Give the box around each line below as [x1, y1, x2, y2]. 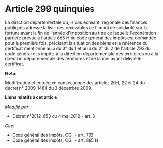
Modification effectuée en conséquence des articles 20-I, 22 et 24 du [5, 79, 145, 86]
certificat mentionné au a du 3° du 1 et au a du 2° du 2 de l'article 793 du [5, 45, 151, 51]
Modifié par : [5, 104, 30, 110]
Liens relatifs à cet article [5, 94, 57, 100]
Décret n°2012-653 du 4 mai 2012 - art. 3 [12, 113, 95, 119]
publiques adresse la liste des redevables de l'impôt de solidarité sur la [5, 24, 147, 30]
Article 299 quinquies [5, 3, 95, 15]
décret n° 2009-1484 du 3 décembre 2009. [5, 85, 92, 91]
